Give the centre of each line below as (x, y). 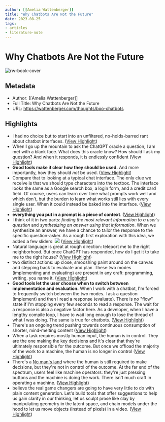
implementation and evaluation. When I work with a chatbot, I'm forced (85, 288)
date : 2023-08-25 (23, 19)
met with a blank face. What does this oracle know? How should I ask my (86, 151)
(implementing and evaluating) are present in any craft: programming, (83, 273)
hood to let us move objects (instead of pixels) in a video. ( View (77, 409)
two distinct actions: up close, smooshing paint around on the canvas (83, 262)
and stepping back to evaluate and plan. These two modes (72, 267)
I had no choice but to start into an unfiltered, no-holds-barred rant (80, 136)
